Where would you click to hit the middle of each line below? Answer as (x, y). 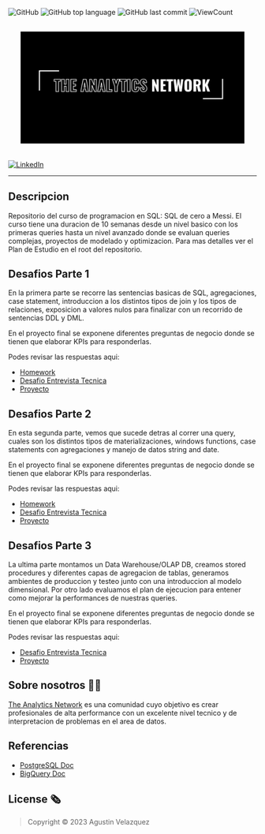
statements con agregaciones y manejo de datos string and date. (114, 450)
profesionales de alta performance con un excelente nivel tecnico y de (123, 712)
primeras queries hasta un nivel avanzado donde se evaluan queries (119, 232)
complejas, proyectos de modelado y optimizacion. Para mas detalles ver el (131, 241)
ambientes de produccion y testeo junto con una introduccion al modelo (125, 582)
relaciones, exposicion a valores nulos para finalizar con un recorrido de (125, 310)
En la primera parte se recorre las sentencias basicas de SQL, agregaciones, (132, 293)
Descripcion (39, 197)
